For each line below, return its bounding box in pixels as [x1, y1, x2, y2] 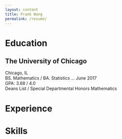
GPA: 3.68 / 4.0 [5, 81, 36, 86]
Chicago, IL [5, 70, 28, 76]
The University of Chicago [5, 57, 87, 65]
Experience [5, 103, 52, 114]
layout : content [5, 7, 38, 12]
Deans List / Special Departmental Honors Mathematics [5, 85, 117, 91]
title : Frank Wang [5, 12, 43, 17]
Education [5, 37, 48, 49]
